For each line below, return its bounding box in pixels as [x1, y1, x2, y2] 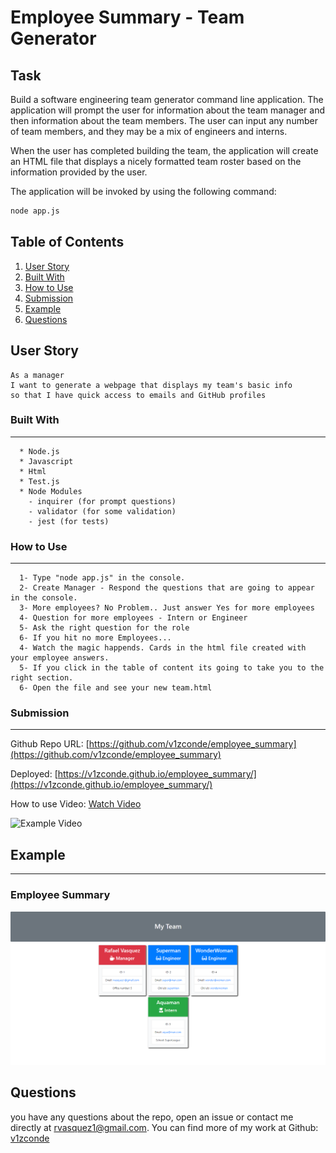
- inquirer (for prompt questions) [28, 496, 177, 506]
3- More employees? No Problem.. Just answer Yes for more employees [19, 603, 315, 613]
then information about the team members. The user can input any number [10, 115, 318, 126]
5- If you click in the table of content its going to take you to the [19, 663, 325, 673]
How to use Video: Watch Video [10, 798, 142, 810]
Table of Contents [10, 234, 125, 251]
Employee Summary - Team [10, 6, 245, 29]
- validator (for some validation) [28, 506, 177, 516]
